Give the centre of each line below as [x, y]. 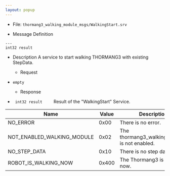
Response [31, 92]
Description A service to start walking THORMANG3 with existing [80, 57]
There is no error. [140, 123]
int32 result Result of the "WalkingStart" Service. [73, 101]
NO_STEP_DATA [27, 151]
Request [29, 72]
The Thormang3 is [142, 159]
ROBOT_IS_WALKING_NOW [40, 163]
